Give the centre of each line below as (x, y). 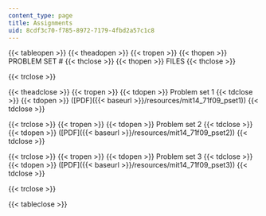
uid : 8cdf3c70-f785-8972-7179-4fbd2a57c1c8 (82, 30)
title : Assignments (41, 23)
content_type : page (41, 15)
